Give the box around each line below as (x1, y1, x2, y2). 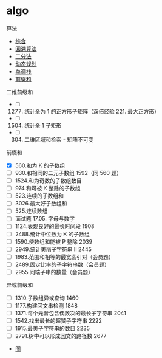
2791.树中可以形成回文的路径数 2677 (15, 332, 107, 340)
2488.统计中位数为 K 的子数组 (15, 230, 90, 238)
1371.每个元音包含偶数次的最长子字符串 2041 (15, 309, 126, 317)
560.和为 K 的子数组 (15, 162, 66, 169)
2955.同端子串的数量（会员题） (15, 268, 94, 275)
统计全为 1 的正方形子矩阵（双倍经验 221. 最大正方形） (24, 108, 160, 115)
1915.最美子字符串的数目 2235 (15, 325, 90, 332)
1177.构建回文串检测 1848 (15, 301, 78, 309)
